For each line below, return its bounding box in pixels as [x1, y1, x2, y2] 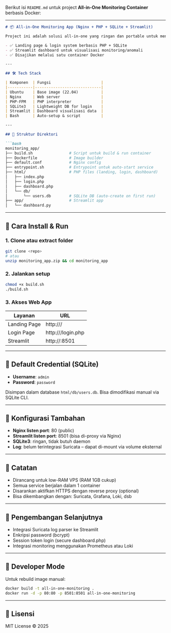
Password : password [12, 379, 55, 385]
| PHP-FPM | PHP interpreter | [5, 99, 103, 104]
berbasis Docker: [5, 10, 42, 16]
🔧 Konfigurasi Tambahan [5, 414, 85, 422]
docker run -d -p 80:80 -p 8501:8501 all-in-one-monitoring [5, 591, 136, 596]
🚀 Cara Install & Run [5, 222, 69, 231]
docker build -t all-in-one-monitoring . [5, 585, 95, 591]
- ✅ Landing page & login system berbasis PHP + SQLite [5, 43, 127, 48]
